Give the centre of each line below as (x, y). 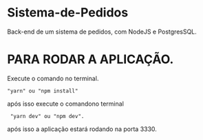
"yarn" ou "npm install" (43, 91)
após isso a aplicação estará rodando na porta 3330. (82, 129)
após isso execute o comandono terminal (65, 104)
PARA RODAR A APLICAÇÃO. (90, 59)
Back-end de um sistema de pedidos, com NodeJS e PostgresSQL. (102, 32)
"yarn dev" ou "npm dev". (47, 116)
